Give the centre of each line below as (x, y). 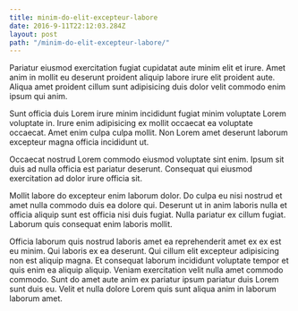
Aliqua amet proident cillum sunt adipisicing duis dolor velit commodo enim (148, 87)
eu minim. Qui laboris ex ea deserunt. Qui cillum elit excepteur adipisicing (145, 251)
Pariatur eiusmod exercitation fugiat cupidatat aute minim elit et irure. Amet (148, 68)
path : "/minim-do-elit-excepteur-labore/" (89, 42)
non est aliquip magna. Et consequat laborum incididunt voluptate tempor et (149, 261)
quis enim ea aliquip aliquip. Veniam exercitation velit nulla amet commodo (146, 270)
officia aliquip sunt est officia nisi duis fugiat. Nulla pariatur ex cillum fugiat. (148, 214)
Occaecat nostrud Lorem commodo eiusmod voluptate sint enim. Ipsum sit (147, 160)
